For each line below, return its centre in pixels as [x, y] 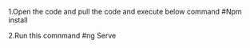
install [18, 20]
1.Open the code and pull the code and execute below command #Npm [125, 12]
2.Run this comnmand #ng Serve [62, 36]
